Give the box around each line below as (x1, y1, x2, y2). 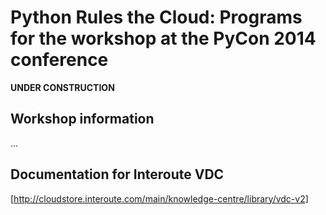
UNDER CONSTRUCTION (10, 81, 115, 93)
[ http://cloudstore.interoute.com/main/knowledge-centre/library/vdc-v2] (10, 192, 309, 205)
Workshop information (10, 111, 155, 128)
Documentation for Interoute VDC (10, 166, 225, 183)
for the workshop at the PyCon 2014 (10, 27, 317, 50)
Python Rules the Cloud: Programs (10, 6, 303, 29)
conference (10, 49, 109, 71)
